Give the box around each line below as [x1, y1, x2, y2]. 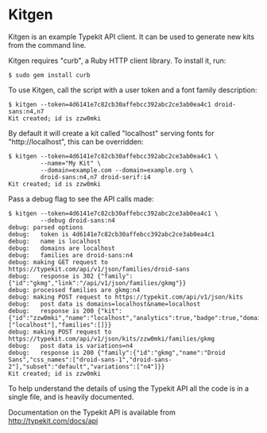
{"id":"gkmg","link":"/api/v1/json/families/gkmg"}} [8, 279, 187, 287]
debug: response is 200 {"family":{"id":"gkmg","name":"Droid [8, 349, 226, 357]
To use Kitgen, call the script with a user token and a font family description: [8, 85, 257, 95]
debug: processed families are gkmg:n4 [8, 286, 141, 294]
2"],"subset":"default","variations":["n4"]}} [8, 362, 165, 371]
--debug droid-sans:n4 [40, 216, 115, 224]
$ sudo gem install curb [8, 71, 91, 79]
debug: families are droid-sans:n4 [8, 251, 133, 259]
